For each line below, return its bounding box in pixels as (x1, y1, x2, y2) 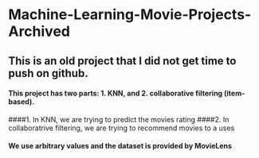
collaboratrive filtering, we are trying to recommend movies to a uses (8, 123, 235, 133)
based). (8, 97, 35, 106)
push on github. (8, 66, 89, 80)
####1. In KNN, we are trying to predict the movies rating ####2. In (8, 114, 230, 124)
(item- (224, 89, 245, 98)
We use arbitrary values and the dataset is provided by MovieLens (8, 141, 233, 151)
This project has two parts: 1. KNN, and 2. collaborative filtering (8, 89, 223, 98)
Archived (8, 22, 70, 40)
